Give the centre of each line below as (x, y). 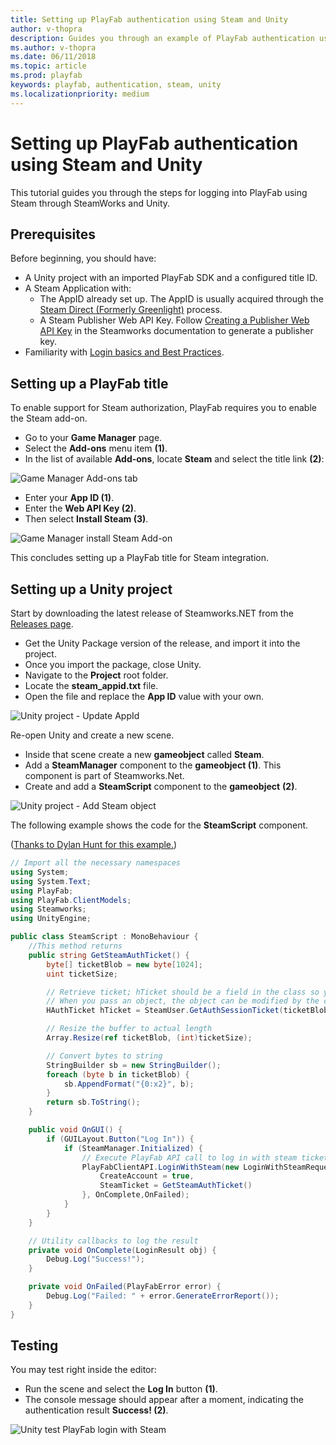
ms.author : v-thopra (53, 47)
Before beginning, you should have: (83, 258)
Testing (34, 1346)
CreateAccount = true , (147, 1176)
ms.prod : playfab (46, 76)
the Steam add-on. (49, 418)
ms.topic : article (48, 66)
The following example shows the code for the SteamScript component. (159, 825)
